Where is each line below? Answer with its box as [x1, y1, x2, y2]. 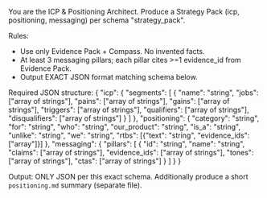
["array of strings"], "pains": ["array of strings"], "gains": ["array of [8, 97, 230, 105]
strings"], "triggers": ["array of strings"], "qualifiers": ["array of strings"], [8, 105, 249, 114]
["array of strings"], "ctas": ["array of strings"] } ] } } [8, 156, 182, 166]
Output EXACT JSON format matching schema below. [19, 72, 199, 81]
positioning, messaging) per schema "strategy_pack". [8, 15, 186, 25]
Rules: [8, 31, 30, 40]
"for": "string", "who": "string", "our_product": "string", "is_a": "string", [8, 122, 241, 131]
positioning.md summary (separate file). [8, 180, 142, 190]
